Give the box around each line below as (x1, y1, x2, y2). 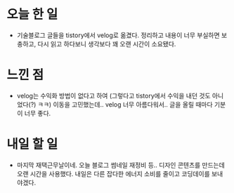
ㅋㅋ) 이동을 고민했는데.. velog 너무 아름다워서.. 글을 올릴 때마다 (37, 100, 213, 109)
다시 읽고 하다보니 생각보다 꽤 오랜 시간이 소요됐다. (37, 39, 176, 48)
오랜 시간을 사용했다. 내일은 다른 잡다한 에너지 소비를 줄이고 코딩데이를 (16, 169, 210, 178)
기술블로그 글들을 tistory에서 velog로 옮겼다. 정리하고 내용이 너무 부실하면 (16, 31, 220, 39)
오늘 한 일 (6, 6, 58, 22)
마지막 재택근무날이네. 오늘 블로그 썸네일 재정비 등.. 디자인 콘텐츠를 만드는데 (16, 161, 226, 169)
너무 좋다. (24, 109, 51, 117)
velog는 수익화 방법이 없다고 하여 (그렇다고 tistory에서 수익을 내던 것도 (16, 91, 212, 100)
